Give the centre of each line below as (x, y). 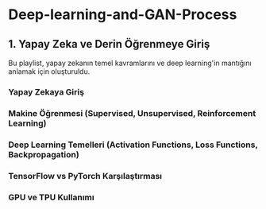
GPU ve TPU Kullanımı (51, 197)
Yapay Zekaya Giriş (46, 91)
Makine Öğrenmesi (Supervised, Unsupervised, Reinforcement (132, 113)
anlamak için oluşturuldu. (49, 72)
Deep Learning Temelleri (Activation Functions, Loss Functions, (133, 145)
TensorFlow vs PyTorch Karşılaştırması (85, 176)
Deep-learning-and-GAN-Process (123, 15)
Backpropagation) (44, 154)
